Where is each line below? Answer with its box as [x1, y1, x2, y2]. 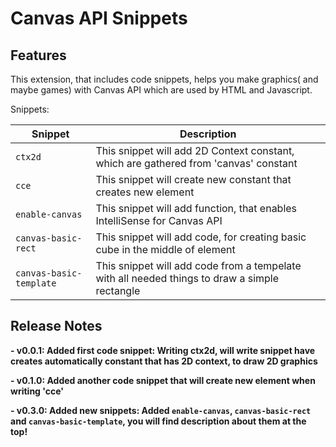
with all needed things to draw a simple [95, 272, 280, 285]
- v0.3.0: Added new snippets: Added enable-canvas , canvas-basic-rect [10, 404, 312, 416]
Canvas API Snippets [10, 7, 188, 30]
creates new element [95, 185, 195, 199]
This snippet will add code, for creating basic [95, 230, 307, 244]
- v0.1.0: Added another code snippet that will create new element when [10, 374, 316, 386]
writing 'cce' [10, 385, 64, 397]
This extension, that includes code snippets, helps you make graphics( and [10, 73, 319, 85]
